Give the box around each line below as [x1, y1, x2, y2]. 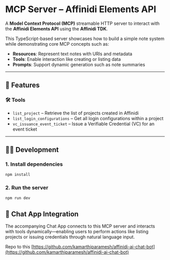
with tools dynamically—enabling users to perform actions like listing [5, 229, 149, 235]
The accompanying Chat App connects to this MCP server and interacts [5, 223, 155, 229]
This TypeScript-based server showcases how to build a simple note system [5, 35, 164, 42]
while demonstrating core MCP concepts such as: [5, 41, 109, 47]
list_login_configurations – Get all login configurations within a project [12, 115, 163, 121]
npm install [5, 172, 30, 177]
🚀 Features [5, 81, 40, 90]
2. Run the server [5, 184, 49, 191]
